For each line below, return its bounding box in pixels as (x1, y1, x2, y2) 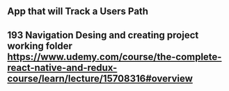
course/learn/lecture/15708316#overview (7, 72, 193, 84)
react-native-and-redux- (7, 62, 118, 74)
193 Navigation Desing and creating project (7, 29, 199, 41)
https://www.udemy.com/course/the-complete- (7, 51, 222, 63)
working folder (7, 40, 73, 51)
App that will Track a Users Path (7, 6, 148, 17)
